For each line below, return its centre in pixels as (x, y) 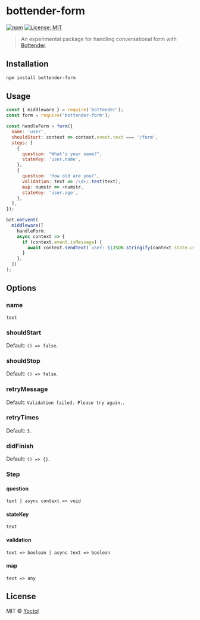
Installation (27, 64)
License (21, 596)
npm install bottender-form (41, 78)
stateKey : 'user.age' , (50, 192)
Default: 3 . (19, 430)
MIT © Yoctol (23, 610)
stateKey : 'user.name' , (51, 159)
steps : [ (22, 143)
